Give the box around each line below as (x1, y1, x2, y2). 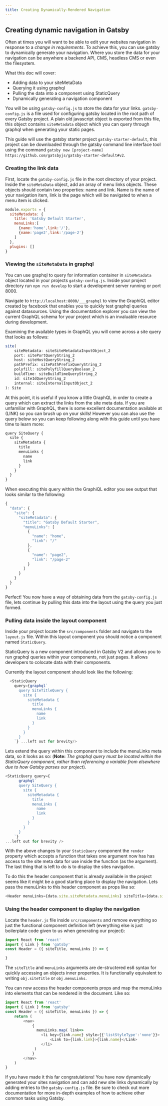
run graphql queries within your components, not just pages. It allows (5, 654, 148, 660)
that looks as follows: (5, 333, 49, 340)
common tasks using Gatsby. (5, 1095, 65, 1101)
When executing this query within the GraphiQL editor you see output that (5, 486, 157, 492)
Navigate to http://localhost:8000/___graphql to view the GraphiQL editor (5, 297, 160, 303)
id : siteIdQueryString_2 (14, 376, 66, 381)
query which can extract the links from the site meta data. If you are (5, 399, 145, 405)
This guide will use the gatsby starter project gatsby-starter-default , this (5, 136, 157, 142)
